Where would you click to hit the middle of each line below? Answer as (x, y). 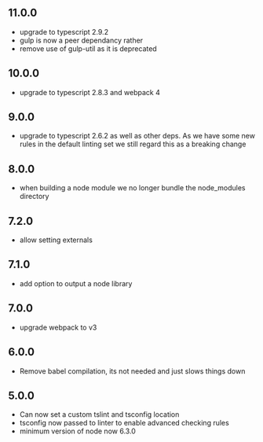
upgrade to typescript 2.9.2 (64, 31)
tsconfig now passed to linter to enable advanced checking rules (124, 423)
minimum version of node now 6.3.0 (77, 431)
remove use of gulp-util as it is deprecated (88, 48)
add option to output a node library (76, 283)
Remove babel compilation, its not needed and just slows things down (132, 371)
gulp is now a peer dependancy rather (81, 40)
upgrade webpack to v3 (58, 327)
